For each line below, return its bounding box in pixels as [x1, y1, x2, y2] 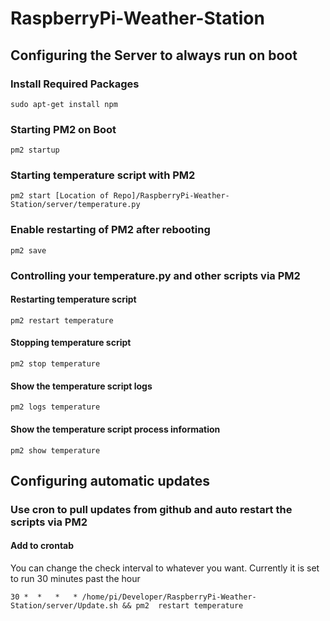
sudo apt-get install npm [10, 99, 118, 109]
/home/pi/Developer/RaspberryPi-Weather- [81, 592, 257, 602]
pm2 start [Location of [10, 191, 110, 201]
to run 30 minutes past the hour [10, 573, 141, 585]
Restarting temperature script [10, 293, 137, 306]
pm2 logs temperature [10, 402, 101, 412]
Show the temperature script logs [10, 380, 153, 392]
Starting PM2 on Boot [10, 122, 117, 136]
